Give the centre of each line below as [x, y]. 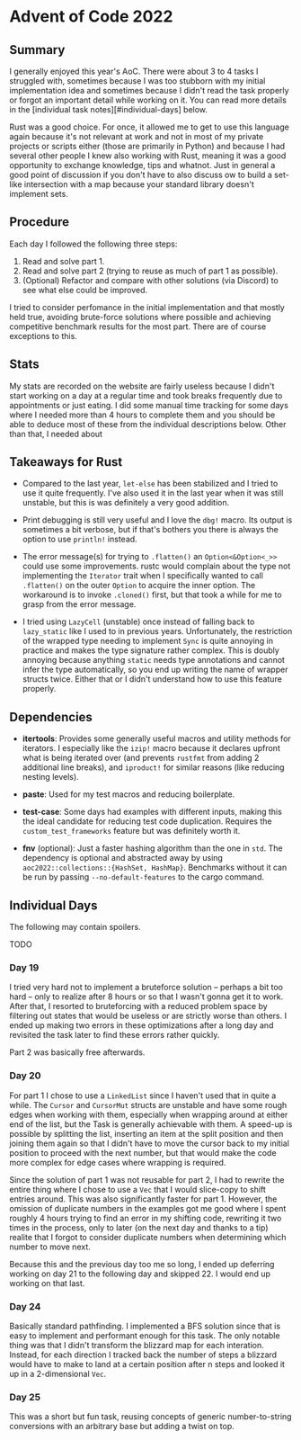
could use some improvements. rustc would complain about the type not [156, 566]
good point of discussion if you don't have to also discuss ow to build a [141, 174]
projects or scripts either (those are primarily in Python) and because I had [147, 146]
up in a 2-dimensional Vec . [58, 1373]
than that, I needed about [56, 434]
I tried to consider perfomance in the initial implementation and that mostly [147, 307]
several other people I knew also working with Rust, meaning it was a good [148, 156]
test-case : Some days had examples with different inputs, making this [152, 812]
